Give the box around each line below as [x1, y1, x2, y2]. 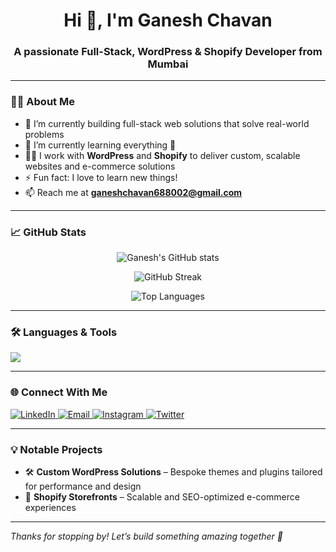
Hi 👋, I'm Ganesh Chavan [63, 9, 273, 32]
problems [24, 128, 65, 140]
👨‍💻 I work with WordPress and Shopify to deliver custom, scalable [24, 149, 301, 161]
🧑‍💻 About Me [10, 95, 75, 109]
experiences [24, 501, 77, 513]
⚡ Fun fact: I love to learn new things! [24, 171, 178, 183]
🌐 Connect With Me [10, 385, 108, 399]
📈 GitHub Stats [10, 225, 87, 239]
